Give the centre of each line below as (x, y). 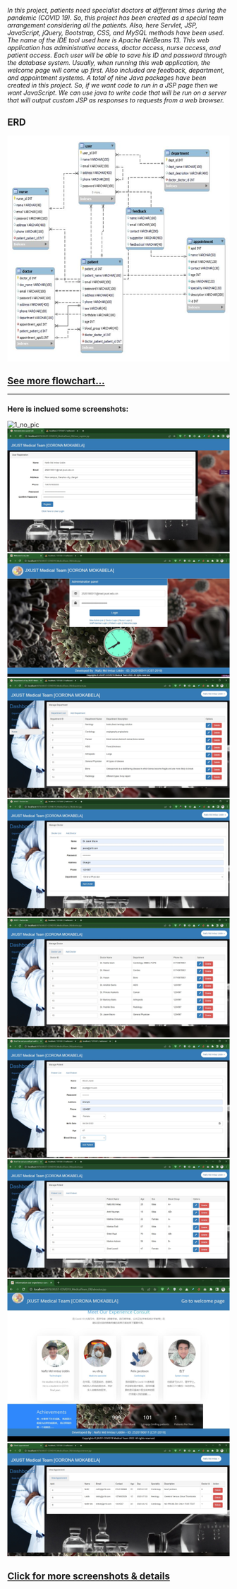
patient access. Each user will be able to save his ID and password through (117, 55)
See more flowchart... (56, 381)
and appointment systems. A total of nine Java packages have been (107, 78)
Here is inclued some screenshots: (68, 409)
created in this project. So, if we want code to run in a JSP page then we (113, 85)
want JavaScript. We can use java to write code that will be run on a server (117, 93)
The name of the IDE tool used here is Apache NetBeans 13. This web (108, 40)
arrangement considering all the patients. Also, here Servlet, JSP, (103, 25)
